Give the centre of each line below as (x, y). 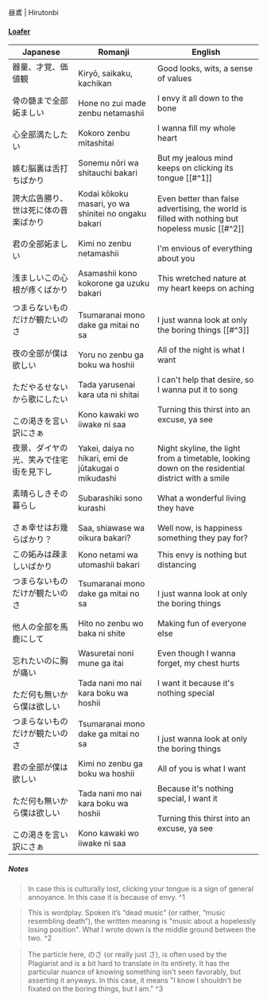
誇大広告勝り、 (40, 198)
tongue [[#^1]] (185, 178)
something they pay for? (203, 538)
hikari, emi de (103, 458)
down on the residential (201, 469)
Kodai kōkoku (103, 194)
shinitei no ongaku (112, 214)
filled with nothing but (198, 219)
